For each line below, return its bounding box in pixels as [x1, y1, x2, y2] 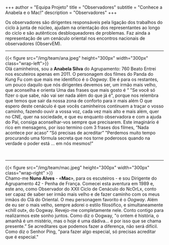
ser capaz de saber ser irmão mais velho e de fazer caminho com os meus [5, 191, 160, 197]
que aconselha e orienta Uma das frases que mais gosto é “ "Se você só [5, 87, 155, 93]
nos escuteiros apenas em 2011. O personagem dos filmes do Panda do [5, 71, 153, 77]
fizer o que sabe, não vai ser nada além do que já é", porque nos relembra [5, 92, 159, 98]
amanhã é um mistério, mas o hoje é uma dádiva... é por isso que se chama [5, 218, 161, 224]
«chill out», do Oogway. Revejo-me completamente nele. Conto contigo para [5, 207, 164, 213]
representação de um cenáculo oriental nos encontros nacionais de [5, 35, 145, 41]
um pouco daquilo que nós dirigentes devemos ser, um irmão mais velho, [5, 82, 157, 87]
